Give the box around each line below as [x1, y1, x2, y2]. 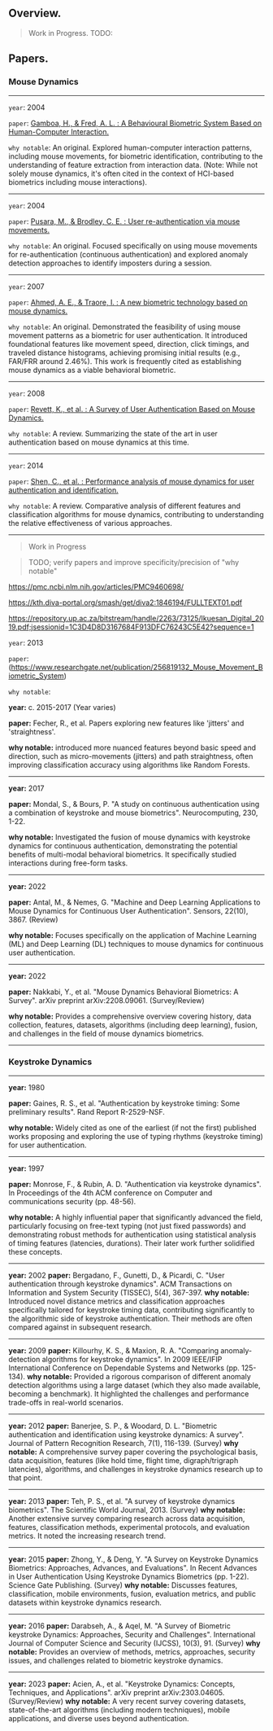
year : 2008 [8, 388, 45, 398]
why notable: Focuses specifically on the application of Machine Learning [8, 930, 258, 940]
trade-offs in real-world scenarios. [8, 1397, 124, 1407]
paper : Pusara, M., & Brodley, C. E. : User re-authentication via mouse [8, 216, 240, 226]
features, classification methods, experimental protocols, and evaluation [8, 1522, 250, 1532]
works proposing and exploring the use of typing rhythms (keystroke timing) [8, 1131, 264, 1141]
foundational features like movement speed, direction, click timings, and [8, 339, 249, 348]
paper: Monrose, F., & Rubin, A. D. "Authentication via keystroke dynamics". [8, 1179, 262, 1189]
